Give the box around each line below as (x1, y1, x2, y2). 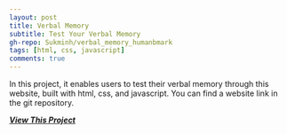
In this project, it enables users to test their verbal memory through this (9, 79, 269, 89)
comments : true (9, 54, 66, 63)
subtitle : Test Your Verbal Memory (9, 29, 141, 38)
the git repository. (9, 98, 75, 107)
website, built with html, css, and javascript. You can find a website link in (9, 88, 278, 99)
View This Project (9, 114, 76, 125)
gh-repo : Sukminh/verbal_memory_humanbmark (9, 37, 173, 47)
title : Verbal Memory (9, 21, 90, 30)
